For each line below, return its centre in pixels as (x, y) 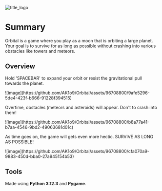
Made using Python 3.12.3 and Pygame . (46, 183)
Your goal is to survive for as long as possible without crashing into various (81, 46)
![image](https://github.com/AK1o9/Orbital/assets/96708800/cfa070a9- (77, 151)
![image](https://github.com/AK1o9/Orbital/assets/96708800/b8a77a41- (77, 122)
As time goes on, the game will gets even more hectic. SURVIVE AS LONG (79, 136)
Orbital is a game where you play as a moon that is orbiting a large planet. (79, 40)
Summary (25, 27)
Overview (20, 67)
